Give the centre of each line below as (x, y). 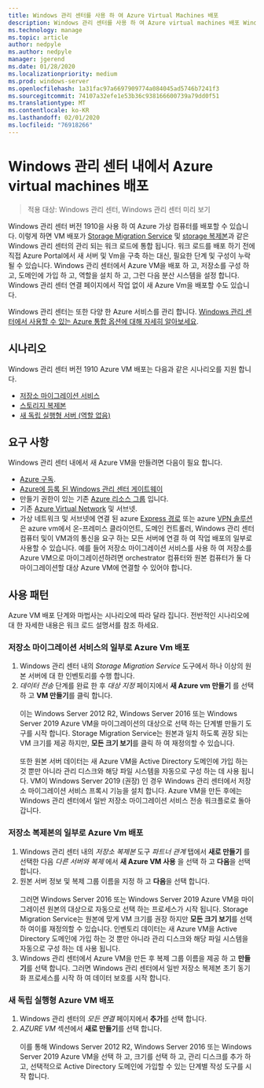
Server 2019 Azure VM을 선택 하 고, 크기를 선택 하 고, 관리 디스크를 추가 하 (135, 1057)
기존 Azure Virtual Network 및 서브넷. (78, 509)
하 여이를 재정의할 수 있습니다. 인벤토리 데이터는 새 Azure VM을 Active (128, 928)
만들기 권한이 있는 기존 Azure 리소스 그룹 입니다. (94, 499)
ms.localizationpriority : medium (63, 74)
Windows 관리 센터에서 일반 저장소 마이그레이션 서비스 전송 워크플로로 (128, 801)
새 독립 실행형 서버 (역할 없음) (65, 415)
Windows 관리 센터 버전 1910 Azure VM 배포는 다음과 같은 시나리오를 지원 (123, 369)
